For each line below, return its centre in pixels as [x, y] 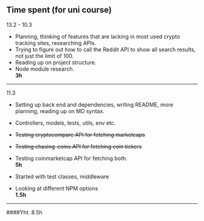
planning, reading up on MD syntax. [60, 111]
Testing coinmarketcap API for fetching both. [71, 158]
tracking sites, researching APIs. [56, 43]
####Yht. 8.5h [24, 212]
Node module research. [45, 69]
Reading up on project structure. [56, 62]
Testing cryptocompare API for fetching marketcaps [80, 135]
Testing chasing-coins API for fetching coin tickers [78, 146]
